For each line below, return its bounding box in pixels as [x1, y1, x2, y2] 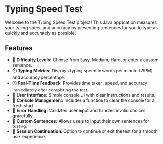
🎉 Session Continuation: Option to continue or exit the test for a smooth [12, 128, 158, 134]
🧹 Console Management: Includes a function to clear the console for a [12, 97, 155, 103]
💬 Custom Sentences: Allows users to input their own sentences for [12, 118, 150, 124]
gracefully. [12, 113, 34, 119]
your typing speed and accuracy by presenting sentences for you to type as [5, 24, 158, 30]
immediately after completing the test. [12, 87, 89, 93]
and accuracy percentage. [12, 74, 65, 80]
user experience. [12, 133, 46, 139]
